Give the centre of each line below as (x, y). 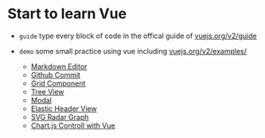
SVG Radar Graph (60, 117)
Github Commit (56, 75)
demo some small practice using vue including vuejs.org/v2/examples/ (133, 51)
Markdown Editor (59, 66)
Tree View (47, 91)
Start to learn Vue (67, 14)
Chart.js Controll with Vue (73, 125)
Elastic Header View (64, 109)
